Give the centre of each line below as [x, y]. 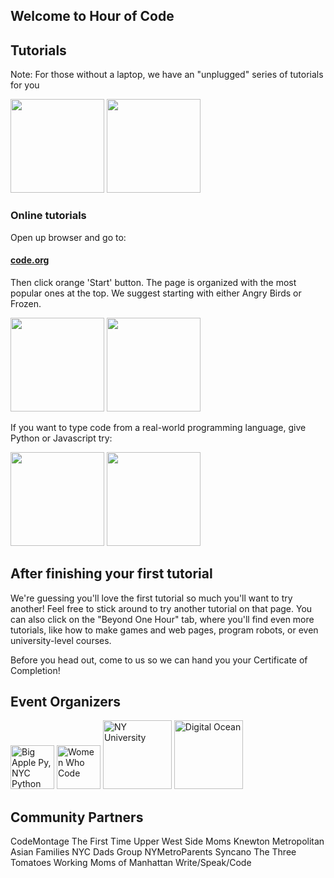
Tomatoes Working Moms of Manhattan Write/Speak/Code [131, 863]
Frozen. [26, 303]
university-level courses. [61, 640]
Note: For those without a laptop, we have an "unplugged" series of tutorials [167, 75]
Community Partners [77, 817]
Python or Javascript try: [61, 438]
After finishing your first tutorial [111, 574]
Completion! [35, 670]
